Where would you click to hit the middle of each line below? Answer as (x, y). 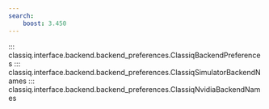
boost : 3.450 (45, 23)
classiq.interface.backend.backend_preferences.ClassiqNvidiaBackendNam (134, 89)
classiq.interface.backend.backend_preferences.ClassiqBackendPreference (134, 55)
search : (21, 16)
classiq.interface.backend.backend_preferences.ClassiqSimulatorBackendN (134, 72)
